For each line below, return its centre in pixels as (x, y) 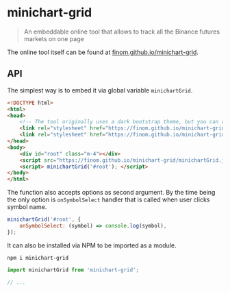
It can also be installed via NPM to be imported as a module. (92, 245)
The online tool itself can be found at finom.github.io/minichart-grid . (103, 52)
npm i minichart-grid (38, 258)
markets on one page (54, 38)
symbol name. (27, 207)
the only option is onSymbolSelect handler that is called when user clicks (108, 199)
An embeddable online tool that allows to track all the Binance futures (122, 32)
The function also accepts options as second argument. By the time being (111, 193)
